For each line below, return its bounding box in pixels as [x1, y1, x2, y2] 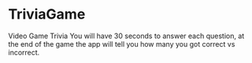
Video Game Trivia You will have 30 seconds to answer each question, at [8, 31, 245, 40]
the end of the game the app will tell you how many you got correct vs [8, 39, 235, 48]
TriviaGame [8, 5, 86, 23]
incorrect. [8, 47, 40, 57]
